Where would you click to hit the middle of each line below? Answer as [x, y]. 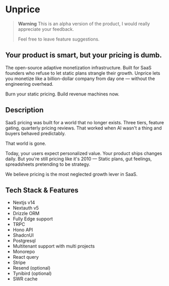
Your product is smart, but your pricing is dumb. [84, 55]
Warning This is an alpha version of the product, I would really [84, 24]
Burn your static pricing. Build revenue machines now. [62, 94]
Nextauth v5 [26, 208]
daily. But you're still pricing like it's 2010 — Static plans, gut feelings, [79, 159]
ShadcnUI [23, 235]
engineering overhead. [30, 84]
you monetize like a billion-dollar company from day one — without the [80, 79]
